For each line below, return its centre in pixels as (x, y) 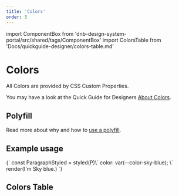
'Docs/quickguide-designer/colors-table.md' (60, 46)
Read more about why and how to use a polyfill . (64, 130)
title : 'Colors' (26, 11)
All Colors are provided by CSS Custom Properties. (67, 86)
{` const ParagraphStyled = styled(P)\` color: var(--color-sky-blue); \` (90, 163)
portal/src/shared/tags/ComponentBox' (54, 40)
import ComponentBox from (40, 33)
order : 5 (17, 17)
